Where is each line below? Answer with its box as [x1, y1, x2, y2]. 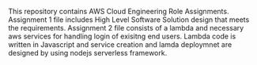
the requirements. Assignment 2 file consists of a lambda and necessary [8, 23, 244, 32]
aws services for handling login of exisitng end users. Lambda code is [8, 31, 236, 41]
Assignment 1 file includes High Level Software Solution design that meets [8, 15, 250, 24]
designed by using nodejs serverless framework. [8, 49, 168, 57]
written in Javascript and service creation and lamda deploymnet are [8, 40, 232, 49]
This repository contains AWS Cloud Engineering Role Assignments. [8, 7, 229, 16]
